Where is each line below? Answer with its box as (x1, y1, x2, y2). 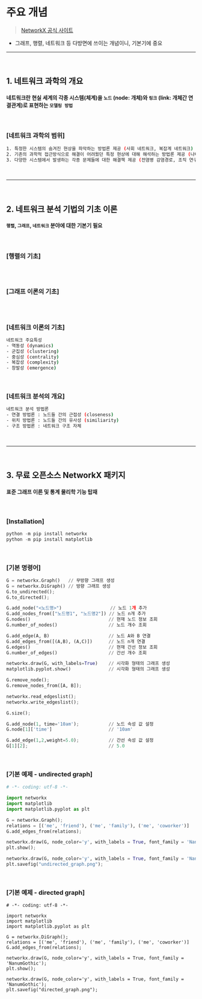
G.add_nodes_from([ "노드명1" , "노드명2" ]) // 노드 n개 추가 (6, 611, 146, 617)
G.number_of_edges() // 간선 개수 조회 (6, 649, 147, 656)
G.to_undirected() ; (6, 588, 55, 594)
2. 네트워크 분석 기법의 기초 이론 (6, 204, 118, 214)
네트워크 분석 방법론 (6, 406, 49, 412)
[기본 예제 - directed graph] (6, 888, 85, 897)
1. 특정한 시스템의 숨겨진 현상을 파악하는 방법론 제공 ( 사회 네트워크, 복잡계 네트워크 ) (6, 145, 194, 151)
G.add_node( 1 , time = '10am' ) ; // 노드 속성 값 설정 (6, 721, 154, 727)
